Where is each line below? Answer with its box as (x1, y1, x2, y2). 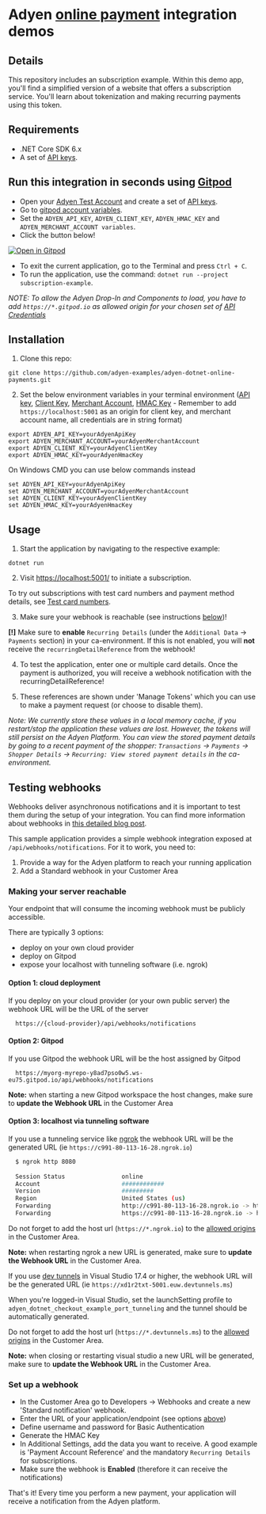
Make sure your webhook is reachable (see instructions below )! (19, 612, 227, 622)
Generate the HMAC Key (19, 1431, 101, 1440)
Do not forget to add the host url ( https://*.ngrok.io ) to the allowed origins (8, 1223, 256, 1233)
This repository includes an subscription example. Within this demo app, (8, 75, 244, 84)
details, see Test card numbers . (8, 597, 111, 607)
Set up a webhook (8, 1379, 79, 1390)
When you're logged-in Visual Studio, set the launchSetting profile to (8, 1295, 233, 1304)
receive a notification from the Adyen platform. (8, 1497, 161, 1506)
